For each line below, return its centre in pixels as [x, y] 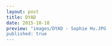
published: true [26, 34]
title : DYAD [21, 17]
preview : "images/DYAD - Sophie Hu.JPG [56, 28]
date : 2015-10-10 [28, 23]
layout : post [23, 12]
